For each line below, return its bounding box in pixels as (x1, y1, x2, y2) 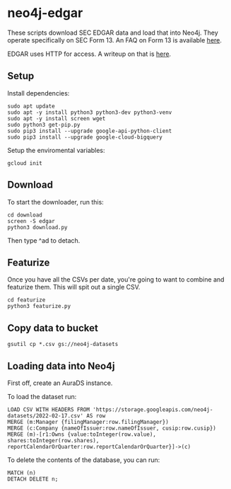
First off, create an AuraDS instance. (7, 379, 113, 387)
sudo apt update (7, 103, 55, 110)
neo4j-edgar (7, 5, 83, 21)
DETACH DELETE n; (7, 476, 59, 483)
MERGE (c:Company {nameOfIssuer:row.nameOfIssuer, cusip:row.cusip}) (7, 425, 217, 432)
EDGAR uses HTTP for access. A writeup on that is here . (7, 50, 172, 58)
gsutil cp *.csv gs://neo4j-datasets (7, 341, 119, 348)
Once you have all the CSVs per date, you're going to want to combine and (7, 275, 225, 284)
